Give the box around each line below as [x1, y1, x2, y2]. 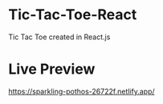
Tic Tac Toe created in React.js [8, 32, 111, 42]
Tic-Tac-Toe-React [8, 6, 137, 24]
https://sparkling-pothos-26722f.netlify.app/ [8, 86, 155, 96]
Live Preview [8, 60, 96, 78]
